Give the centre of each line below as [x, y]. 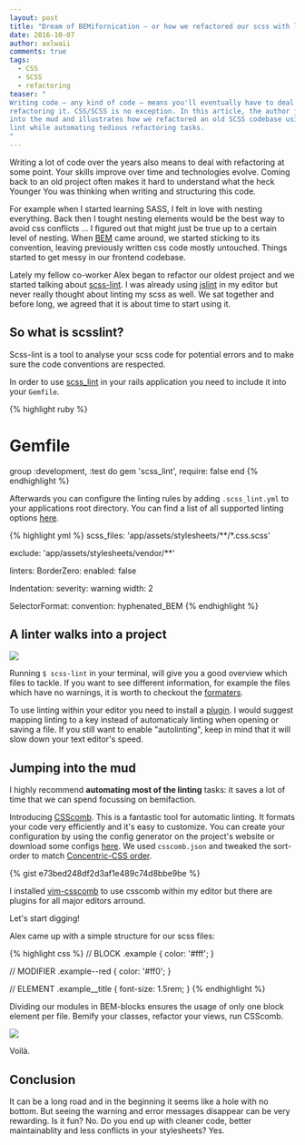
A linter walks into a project [88, 635]
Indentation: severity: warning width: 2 [81, 588]
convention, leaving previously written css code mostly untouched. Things [148, 248]
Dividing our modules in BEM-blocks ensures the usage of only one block [147, 1007]
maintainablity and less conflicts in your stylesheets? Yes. [117, 1130]
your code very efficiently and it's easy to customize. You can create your [148, 827]
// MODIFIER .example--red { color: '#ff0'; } [90, 971]
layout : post [34, 18]
